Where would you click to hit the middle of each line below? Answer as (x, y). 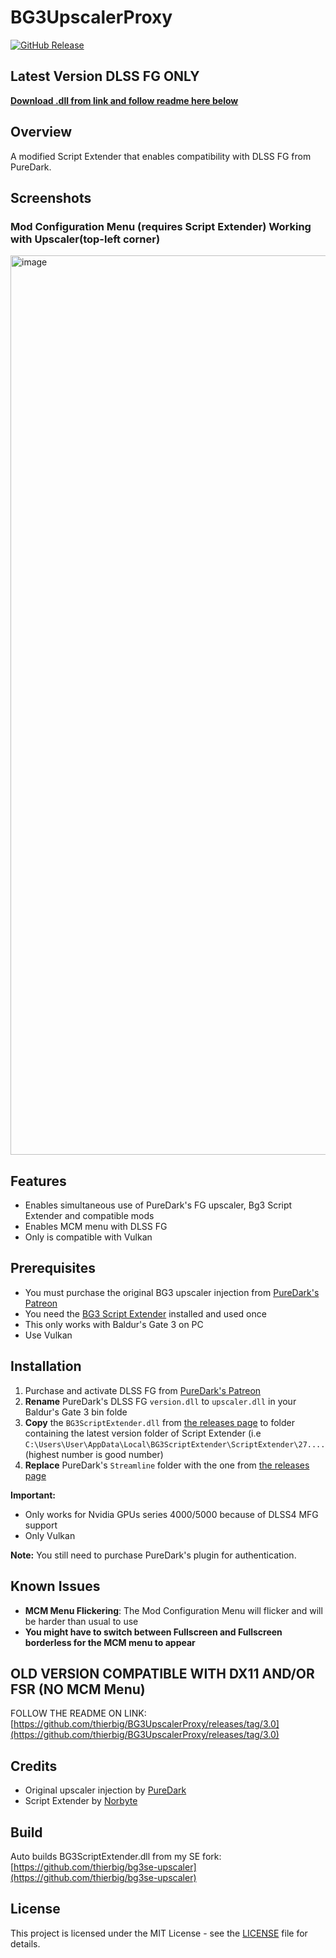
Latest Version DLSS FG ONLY (105, 76)
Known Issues (55, 1586)
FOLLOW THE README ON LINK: (78, 1713)
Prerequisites (53, 1268)
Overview (41, 132)
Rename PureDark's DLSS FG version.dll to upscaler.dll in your (160, 1401)
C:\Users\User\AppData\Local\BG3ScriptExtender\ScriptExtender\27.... (175, 1444)
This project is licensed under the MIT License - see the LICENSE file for (159, 1933)
